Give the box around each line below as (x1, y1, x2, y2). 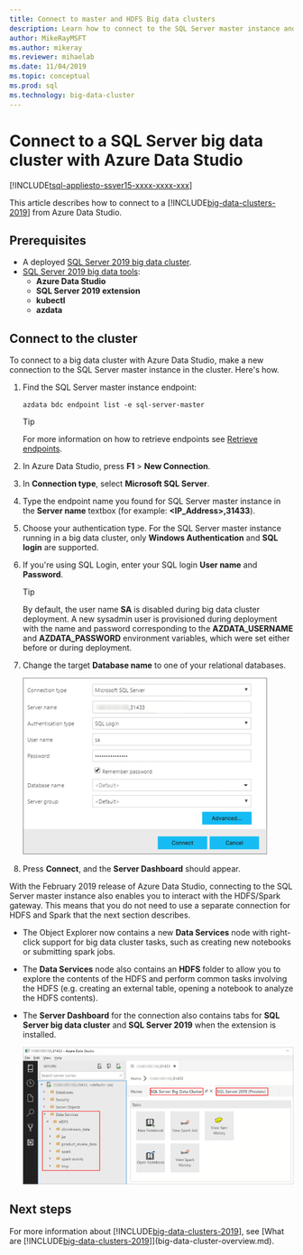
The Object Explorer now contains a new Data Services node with (22, 927, 269, 938)
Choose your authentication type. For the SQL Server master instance (22, 523, 282, 534)
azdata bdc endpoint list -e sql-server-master (22, 401, 205, 410)
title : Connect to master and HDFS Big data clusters (9, 14, 216, 23)
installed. (22, 1029, 57, 1040)
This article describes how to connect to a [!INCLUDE (9, 197, 208, 208)
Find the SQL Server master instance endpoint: (22, 382, 197, 392)
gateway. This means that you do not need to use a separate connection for (9, 900, 291, 911)
